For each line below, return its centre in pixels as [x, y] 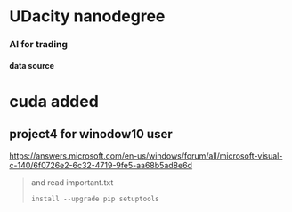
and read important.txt [72, 182]
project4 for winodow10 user [91, 134]
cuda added [54, 101]
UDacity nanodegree [87, 16]
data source [32, 65]
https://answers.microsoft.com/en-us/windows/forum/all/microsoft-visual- [146, 155]
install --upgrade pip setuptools [95, 199]
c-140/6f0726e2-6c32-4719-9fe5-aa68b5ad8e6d [101, 165]
